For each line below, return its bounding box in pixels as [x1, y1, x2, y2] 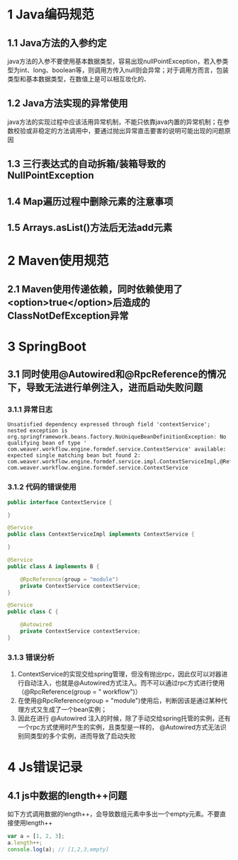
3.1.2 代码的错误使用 [7, 482, 76, 492]
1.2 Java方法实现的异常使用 [7, 97, 128, 110]
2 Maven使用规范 [7, 253, 109, 269]
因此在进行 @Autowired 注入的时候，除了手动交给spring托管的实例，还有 [17, 714, 231, 723]
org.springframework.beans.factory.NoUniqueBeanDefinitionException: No [7, 434, 227, 441]
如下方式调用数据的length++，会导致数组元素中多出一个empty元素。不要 [7, 810, 220, 818]
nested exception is [7, 427, 69, 434]
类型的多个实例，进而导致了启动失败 [30, 732, 136, 740]
